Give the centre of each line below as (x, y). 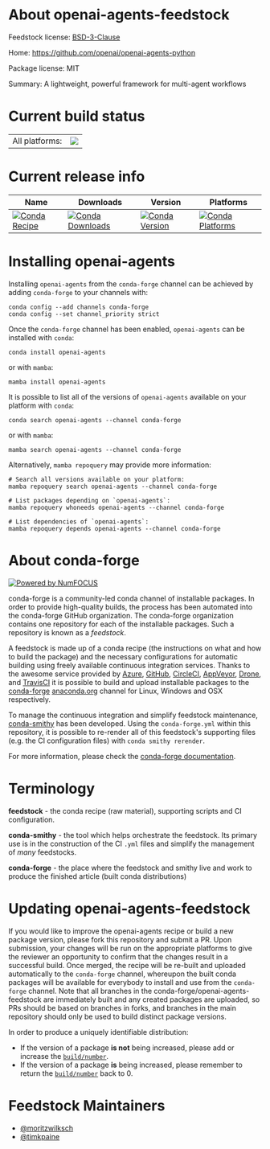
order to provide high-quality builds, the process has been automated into (131, 607)
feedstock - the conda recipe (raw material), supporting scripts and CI (125, 810)
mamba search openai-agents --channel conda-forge (95, 449)
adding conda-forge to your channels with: (78, 292)
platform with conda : (41, 405)
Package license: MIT (44, 68)
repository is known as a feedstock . (67, 632)
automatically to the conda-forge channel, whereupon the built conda (123, 974)
